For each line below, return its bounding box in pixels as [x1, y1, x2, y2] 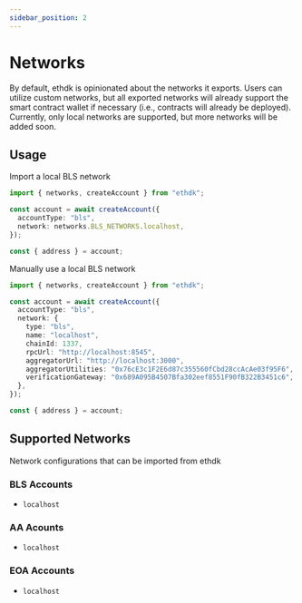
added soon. [9, 121, 57, 131]
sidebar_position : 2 [9, 13, 88, 23]
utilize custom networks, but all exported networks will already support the [9, 92, 288, 102]
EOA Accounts [9, 564, 75, 577]
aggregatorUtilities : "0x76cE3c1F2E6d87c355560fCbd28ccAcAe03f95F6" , [25, 365, 295, 374]
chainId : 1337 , [25, 339, 83, 348]
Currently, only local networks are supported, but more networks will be [9, 111, 278, 122]
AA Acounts [9, 520, 64, 533]
